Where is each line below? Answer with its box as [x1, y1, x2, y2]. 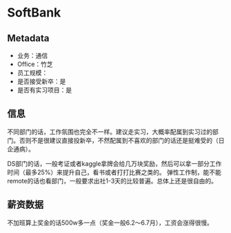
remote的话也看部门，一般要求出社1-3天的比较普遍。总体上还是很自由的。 [7, 176, 218, 185]
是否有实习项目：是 [17, 86, 72, 94]
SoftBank [7, 5, 61, 21]
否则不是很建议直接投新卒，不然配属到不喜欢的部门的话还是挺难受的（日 [19, 136, 225, 144]
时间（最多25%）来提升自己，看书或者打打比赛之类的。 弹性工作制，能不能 [7, 168, 222, 176]
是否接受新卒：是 [17, 77, 66, 85]
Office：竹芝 [17, 60, 53, 68]
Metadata [7, 32, 50, 44]
